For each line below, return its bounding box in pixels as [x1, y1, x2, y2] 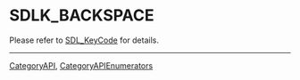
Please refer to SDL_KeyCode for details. [9, 35, 159, 45]
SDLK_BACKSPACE [9, 5, 154, 26]
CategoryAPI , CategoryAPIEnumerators [9, 60, 154, 71]
